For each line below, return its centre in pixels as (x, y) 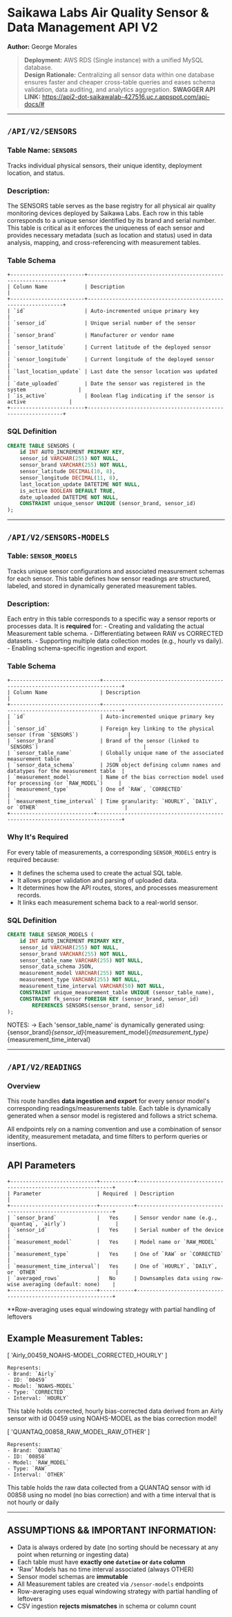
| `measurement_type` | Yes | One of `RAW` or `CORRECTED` (116, 1254)
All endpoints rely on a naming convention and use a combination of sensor (115, 1129)
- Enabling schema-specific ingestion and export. (78, 648)
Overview (24, 1086)
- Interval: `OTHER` (37, 1474)
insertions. (22, 1144)
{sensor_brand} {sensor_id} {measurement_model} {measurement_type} (108, 1032)
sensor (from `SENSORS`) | (69, 735)
